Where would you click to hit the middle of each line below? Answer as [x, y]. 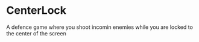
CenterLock [36, 10]
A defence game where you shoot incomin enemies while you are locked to [99, 27]
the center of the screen [36, 33]
